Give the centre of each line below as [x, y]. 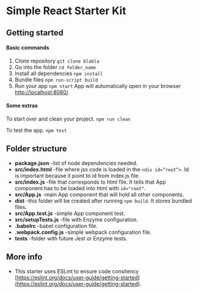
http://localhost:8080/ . [42, 92]
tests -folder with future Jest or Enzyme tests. [71, 238]
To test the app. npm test [37, 130]
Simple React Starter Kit [66, 11]
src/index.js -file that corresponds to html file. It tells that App [90, 182]
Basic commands [28, 48]
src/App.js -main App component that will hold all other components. [99, 194]
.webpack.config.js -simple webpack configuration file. [83, 232]
